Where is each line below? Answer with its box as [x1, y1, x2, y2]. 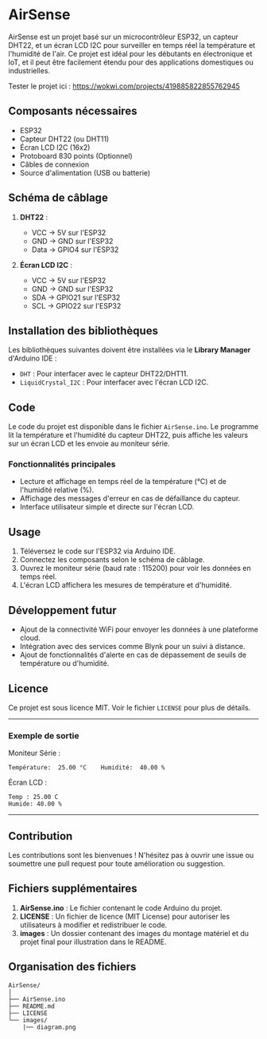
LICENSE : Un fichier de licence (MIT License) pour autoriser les [19, 911, 230, 921]
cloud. [19, 633, 41, 643]
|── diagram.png [22, 1023, 77, 1031]
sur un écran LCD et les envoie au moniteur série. [8, 439, 170, 448]
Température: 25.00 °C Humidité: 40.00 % [8, 764, 165, 772]
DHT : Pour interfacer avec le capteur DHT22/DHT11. [19, 369, 189, 379]
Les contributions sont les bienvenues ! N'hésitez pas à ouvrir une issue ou [8, 851, 254, 860]
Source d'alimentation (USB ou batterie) [19, 167, 151, 177]
